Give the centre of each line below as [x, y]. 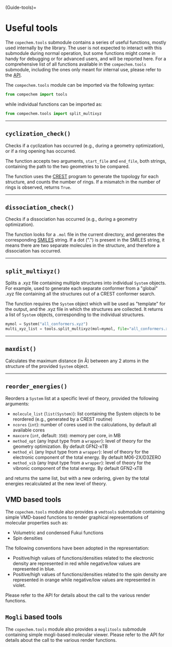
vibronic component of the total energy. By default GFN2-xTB [77, 468]
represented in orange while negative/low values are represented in [84, 580]
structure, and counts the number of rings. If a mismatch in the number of [83, 182]
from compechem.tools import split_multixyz [53, 113]
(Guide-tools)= [21, 7]
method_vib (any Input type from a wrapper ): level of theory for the [82, 463]
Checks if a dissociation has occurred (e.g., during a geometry [71, 219]
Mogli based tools [34, 617]
